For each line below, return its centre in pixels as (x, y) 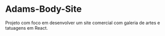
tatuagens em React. (27, 28)
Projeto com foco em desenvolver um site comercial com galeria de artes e (83, 23)
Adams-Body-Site (43, 9)
